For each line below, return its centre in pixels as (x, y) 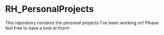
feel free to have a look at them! (38, 28)
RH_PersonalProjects (49, 9)
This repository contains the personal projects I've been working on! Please (82, 23)
